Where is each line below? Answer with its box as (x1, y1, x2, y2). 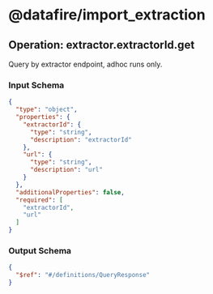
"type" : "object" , (15, 105, 79, 114)
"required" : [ (15, 196, 63, 204)
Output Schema (8, 245, 71, 256)
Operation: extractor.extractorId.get (8, 38, 195, 52)
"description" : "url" (29, 166, 104, 174)
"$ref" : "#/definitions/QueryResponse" (15, 271, 151, 279)
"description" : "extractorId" (29, 135, 132, 143)
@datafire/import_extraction (8, 6, 206, 24)
